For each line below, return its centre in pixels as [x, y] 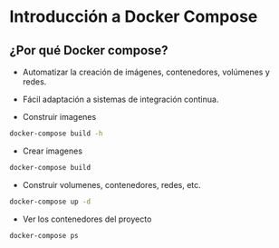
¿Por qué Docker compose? [89, 50]
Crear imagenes [53, 151]
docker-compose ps [44, 235]
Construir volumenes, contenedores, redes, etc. [111, 184]
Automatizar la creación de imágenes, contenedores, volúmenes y [146, 72]
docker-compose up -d [50, 202]
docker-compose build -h [56, 134]
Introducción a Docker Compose [134, 17]
